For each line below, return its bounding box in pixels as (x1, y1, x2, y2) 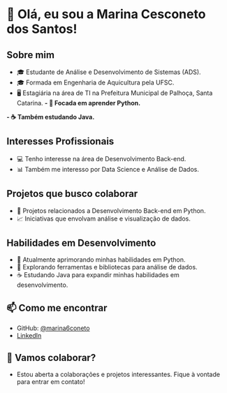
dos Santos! (6, 21, 78, 37)
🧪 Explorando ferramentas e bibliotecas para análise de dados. (16, 263, 198, 272)
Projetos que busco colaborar (6, 188, 138, 200)
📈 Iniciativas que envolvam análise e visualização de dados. (16, 214, 191, 223)
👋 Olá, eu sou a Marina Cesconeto (6, 6, 206, 22)
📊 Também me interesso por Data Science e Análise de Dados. (16, 165, 200, 173)
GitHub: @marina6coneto (16, 324, 90, 332)
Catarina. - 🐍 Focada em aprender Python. (16, 99, 141, 107)
